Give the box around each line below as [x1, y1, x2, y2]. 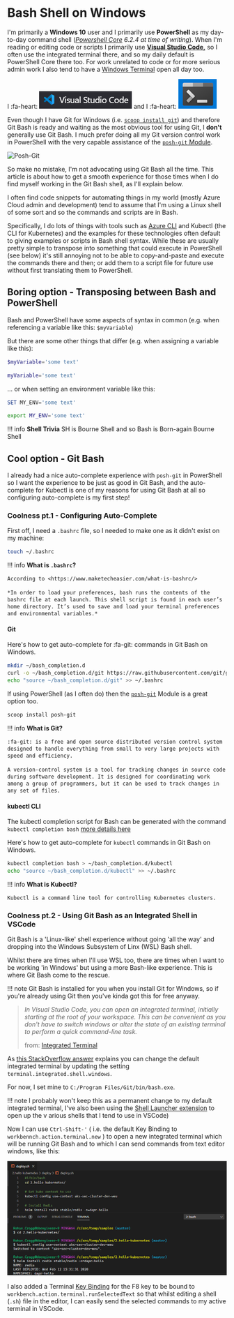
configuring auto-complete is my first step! [7, 493, 130, 502]
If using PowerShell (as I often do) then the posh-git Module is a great [7, 689, 208, 698]
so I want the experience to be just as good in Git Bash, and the [7, 479, 189, 487]
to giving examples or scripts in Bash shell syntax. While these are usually [7, 236, 219, 245]
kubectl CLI [7, 802, 41, 810]
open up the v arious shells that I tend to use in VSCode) [7, 1111, 169, 1120]
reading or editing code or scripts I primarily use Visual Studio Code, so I [7, 43, 218, 51]
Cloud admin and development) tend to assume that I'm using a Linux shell [7, 200, 221, 209]
